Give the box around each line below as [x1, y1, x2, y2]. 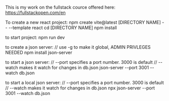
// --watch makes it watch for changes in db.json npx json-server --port [5, 85, 155, 91]
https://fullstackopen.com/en [5, 10, 66, 16]
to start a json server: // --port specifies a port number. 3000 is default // [5, 59, 157, 65]
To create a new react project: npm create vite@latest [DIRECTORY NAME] [5, 20, 161, 25]
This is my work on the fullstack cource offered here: [5, 5, 115, 10]
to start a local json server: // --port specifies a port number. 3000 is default [5, 80, 164, 85]
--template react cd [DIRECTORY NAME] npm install [8, 25, 117, 31]
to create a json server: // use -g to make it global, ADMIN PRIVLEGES [5, 44, 151, 50]
